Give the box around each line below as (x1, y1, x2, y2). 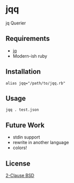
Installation (5, 67, 41, 76)
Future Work (5, 121, 45, 129)
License (5, 159, 31, 168)
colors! (12, 145, 27, 151)
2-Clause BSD (5, 173, 35, 178)
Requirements (5, 34, 50, 43)
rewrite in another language (12, 140, 69, 146)
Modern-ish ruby (12, 53, 47, 59)
